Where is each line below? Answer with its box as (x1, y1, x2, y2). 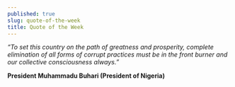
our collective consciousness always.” (7, 58, 120, 66)
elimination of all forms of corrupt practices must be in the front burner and (7, 50, 228, 59)
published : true (7, 10, 55, 18)
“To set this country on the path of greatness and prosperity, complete (7, 43, 214, 52)
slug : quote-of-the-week (7, 17, 81, 24)
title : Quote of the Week (7, 23, 84, 30)
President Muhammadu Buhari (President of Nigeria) (7, 71, 165, 80)
